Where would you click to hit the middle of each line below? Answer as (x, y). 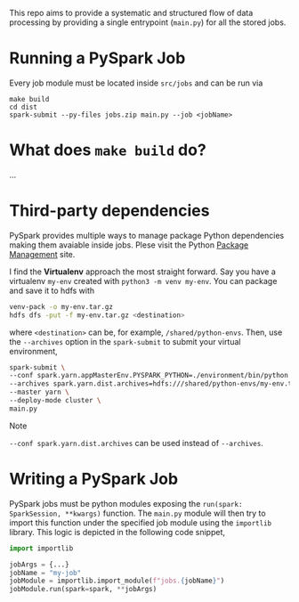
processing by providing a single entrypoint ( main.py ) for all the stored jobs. (148, 22)
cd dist (24, 107)
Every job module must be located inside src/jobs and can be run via (136, 83)
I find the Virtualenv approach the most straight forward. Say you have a (142, 272)
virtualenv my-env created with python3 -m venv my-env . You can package (143, 281)
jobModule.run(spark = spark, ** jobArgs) (83, 590)
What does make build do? (108, 150)
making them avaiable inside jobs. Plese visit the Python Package (129, 245)
